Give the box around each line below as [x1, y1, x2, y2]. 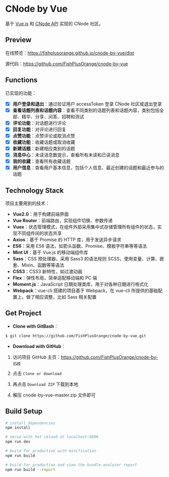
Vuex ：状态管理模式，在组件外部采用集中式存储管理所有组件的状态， [12, 224, 158, 230]
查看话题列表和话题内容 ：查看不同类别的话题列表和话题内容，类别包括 [12, 107, 160, 113]
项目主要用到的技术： [5, 200, 50, 206]
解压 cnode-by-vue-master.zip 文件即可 [12, 392, 96, 398]
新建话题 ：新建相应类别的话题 [12, 145, 75, 151]
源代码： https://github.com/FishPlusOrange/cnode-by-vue [5, 61, 128, 67]
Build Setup [5, 407, 43, 416]
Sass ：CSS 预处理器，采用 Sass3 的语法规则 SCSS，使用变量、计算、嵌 [12, 256, 164, 261]
